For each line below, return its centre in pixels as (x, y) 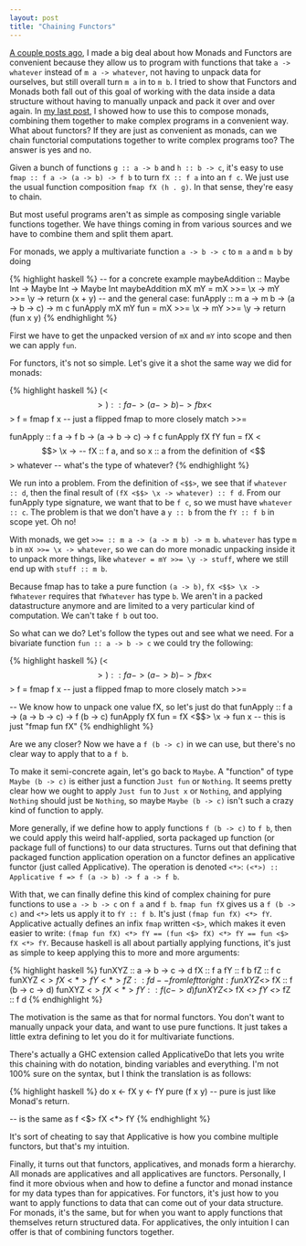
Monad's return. (40, 1101)
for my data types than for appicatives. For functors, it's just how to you (144, 1193)
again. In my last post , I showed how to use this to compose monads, (139, 111)
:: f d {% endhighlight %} (56, 999)
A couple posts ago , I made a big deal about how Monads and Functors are (151, 52)
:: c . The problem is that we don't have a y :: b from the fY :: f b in (142, 512)
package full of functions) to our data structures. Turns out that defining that (153, 847)
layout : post (34, 18)
